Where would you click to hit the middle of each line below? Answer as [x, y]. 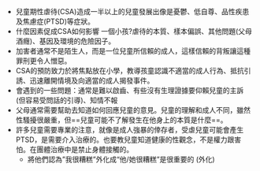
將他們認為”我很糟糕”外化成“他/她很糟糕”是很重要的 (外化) [121, 159]
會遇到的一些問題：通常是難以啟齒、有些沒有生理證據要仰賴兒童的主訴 [130, 90]
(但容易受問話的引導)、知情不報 [67, 100]
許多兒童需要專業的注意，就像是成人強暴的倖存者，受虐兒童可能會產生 [130, 130]
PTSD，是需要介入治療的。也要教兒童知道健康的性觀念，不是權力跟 [125, 139]
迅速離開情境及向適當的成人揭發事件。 [92, 80]
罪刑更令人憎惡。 [43, 61]
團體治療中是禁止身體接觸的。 [85, 149]
